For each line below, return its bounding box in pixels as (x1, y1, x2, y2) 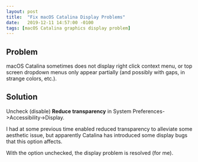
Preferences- (132, 107, 165, 115)
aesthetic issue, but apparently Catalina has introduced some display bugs (6, 131, 188, 138)
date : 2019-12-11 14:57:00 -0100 (6, 19, 94, 25)
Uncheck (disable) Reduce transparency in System (6, 107, 132, 115)
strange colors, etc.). (6, 75, 57, 82)
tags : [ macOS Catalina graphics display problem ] (6, 25, 131, 31)
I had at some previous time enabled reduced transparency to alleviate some (6, 125, 193, 133)
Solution (6, 92, 38, 102)
